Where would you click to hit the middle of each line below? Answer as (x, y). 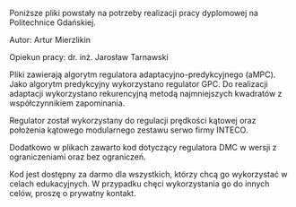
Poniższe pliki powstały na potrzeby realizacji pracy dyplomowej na (134, 13)
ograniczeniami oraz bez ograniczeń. (78, 157)
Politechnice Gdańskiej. (52, 22)
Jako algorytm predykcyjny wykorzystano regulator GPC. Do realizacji (139, 84)
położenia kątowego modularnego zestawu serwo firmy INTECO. (129, 130)
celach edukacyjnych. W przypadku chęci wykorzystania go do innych (139, 184)
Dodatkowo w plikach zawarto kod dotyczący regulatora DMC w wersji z (143, 147)
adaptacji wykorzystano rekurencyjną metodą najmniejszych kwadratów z (146, 94)
